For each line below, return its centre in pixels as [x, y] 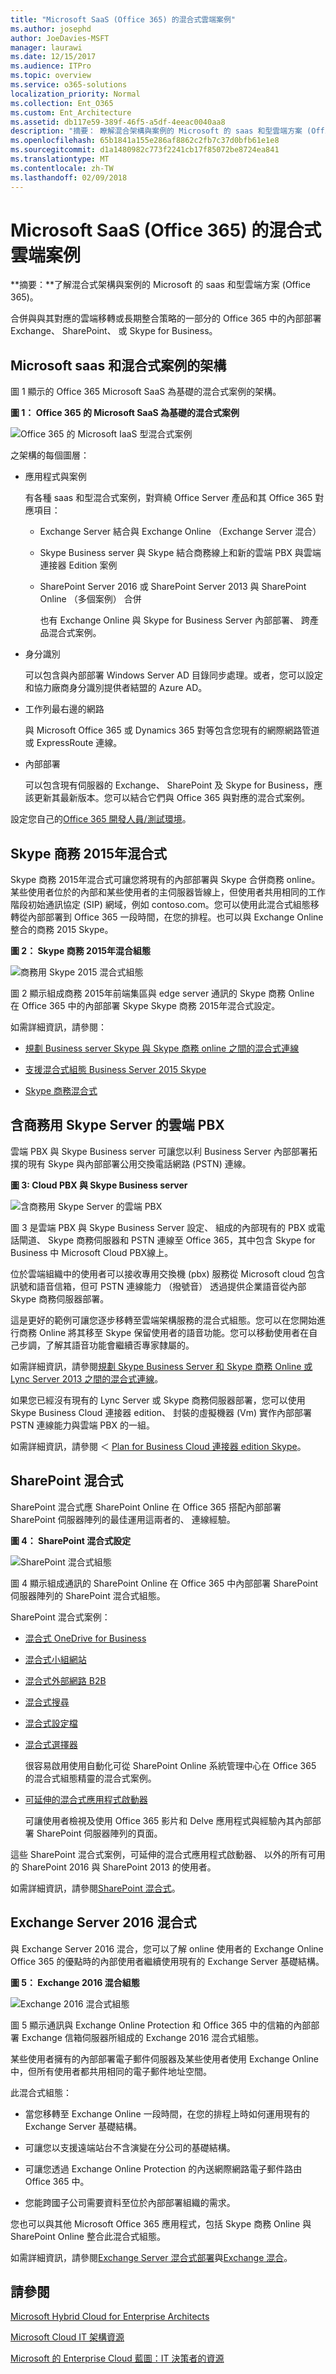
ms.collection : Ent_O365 [62, 103]
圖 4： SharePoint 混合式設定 [71, 1540]
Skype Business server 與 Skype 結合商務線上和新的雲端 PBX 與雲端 [180, 553]
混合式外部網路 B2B [65, 1680]
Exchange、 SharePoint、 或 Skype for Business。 [114, 331]
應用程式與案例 [55, 477]
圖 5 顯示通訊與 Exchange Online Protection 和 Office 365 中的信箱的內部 [161, 2025]
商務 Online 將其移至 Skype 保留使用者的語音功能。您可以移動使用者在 [164, 1332]
